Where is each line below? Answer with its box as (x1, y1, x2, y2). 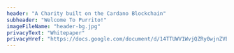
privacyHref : (6, 36, 45, 43)
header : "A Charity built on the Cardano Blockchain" (6, 10, 167, 17)
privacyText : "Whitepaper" (6, 29, 85, 36)
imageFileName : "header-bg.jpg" (6, 23, 101, 30)
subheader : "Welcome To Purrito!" (6, 17, 108, 23)
